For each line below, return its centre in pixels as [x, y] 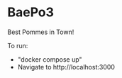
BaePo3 [31, 12]
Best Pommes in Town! [41, 32]
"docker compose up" [50, 59]
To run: [18, 45]
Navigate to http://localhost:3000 [66, 67]
